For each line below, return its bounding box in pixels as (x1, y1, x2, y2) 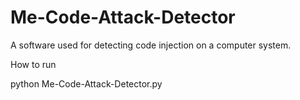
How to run (10, 58, 57, 70)
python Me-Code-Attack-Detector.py (10, 77, 163, 90)
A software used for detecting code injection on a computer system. (10, 39, 292, 51)
